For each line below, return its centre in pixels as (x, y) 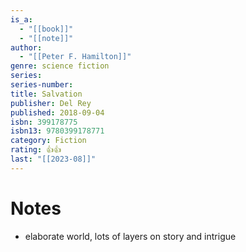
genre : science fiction (60, 66)
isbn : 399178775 (44, 122)
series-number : (42, 85)
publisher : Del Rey (51, 103)
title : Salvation (46, 94)
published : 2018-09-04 (57, 112)
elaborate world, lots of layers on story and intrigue (130, 236)
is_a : (21, 19)
